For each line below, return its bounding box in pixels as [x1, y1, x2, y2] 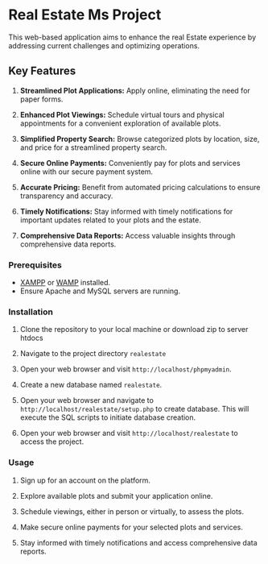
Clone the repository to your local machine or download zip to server [19, 325, 249, 334]
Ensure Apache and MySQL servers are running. [19, 286, 181, 296]
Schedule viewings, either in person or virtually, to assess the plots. [19, 506, 244, 516]
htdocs [19, 333, 43, 343]
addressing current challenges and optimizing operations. [8, 40, 200, 50]
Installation [8, 306, 54, 317]
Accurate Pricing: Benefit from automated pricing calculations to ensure [19, 182, 261, 192]
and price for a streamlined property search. [19, 143, 167, 152]
